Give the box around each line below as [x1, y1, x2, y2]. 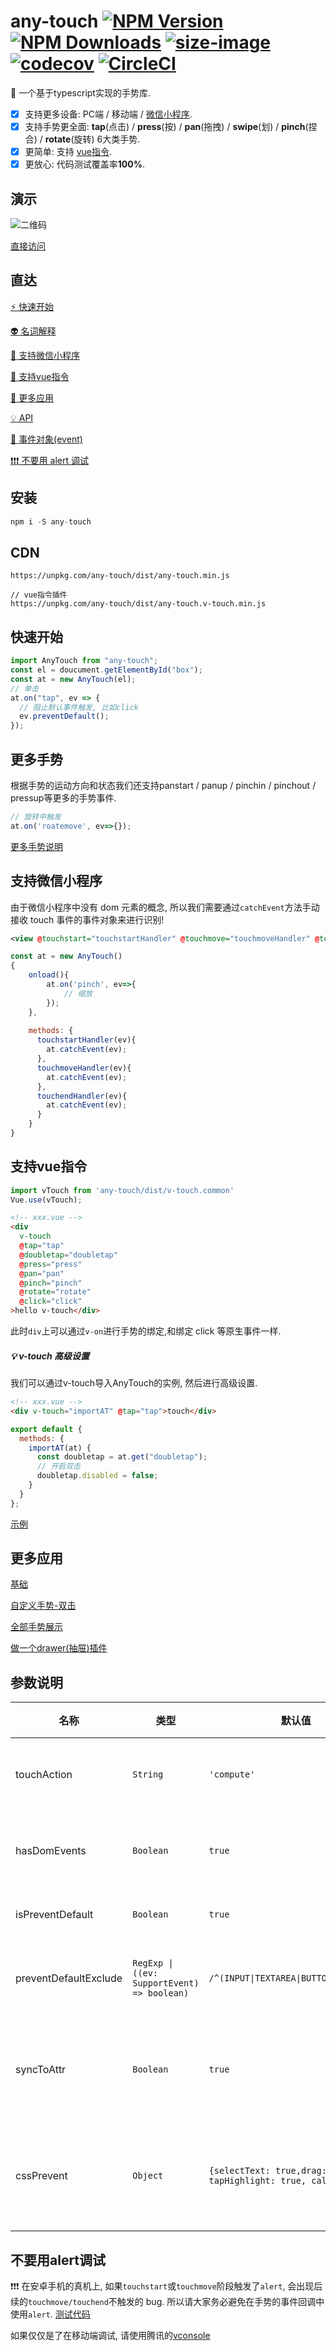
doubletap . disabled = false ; [36, 1471, 159, 1481]
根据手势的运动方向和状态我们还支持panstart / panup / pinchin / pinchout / [10, 779, 317, 791]
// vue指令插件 [10, 590, 68, 600]
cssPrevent [15, 2169, 68, 2183]
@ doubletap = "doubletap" [19, 1250, 118, 1260]
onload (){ [28, 970, 70, 980]
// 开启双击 [36, 1461, 81, 1472]
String [132, 1769, 164, 1780]
